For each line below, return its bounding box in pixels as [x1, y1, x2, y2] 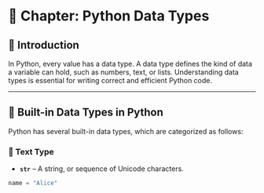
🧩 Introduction [8, 38, 80, 52]
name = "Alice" [8, 180, 58, 188]
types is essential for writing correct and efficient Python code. [8, 76, 213, 85]
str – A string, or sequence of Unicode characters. [19, 164, 185, 173]
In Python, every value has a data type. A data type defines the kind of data [8, 59, 253, 68]
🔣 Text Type [8, 146, 55, 157]
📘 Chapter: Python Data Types [8, 7, 210, 25]
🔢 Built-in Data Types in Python [8, 106, 163, 119]
